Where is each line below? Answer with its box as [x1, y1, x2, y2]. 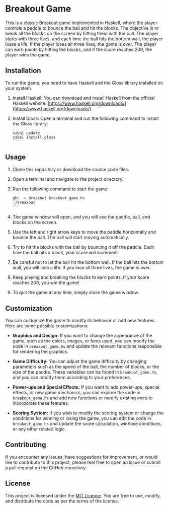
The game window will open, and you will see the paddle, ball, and [12, 214, 150, 220]
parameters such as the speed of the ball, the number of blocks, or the [12, 363, 159, 370]
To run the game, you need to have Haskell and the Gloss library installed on [5, 80, 163, 86]
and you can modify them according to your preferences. [12, 375, 131, 380]
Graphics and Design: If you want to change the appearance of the [12, 333, 152, 338]
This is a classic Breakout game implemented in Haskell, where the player [5, 20, 157, 26]
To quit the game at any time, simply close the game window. [12, 289, 139, 296]
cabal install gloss [12, 134, 56, 140]
